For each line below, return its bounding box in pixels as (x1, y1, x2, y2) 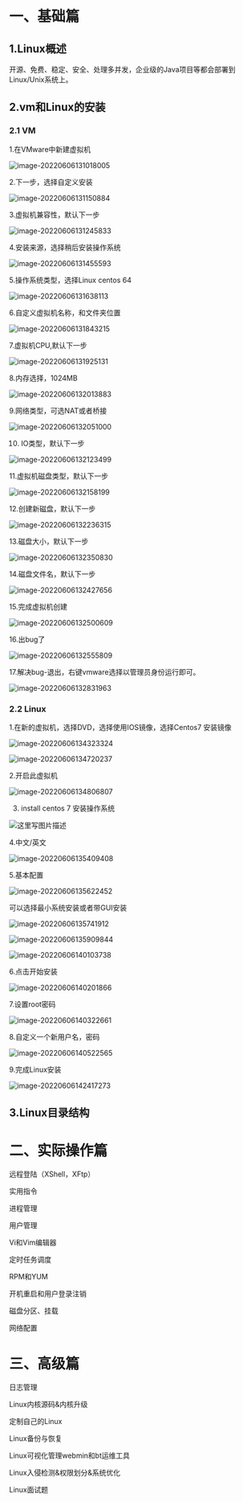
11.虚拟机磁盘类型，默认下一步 (9, 471, 109, 481)
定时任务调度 (9, 1255, 51, 1265)
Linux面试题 (9, 1485, 49, 1495)
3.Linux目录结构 (9, 1106, 91, 1120)
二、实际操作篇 (9, 1141, 108, 1159)
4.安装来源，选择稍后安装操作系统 (9, 242, 121, 252)
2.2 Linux (9, 703, 47, 714)
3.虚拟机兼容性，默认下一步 (9, 210, 100, 220)
